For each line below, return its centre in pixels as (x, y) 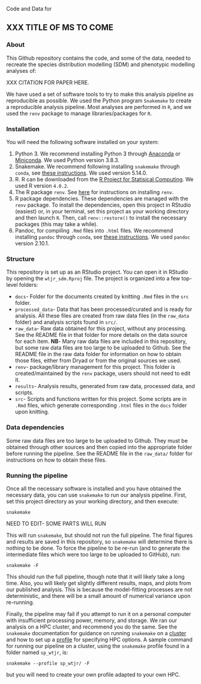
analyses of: (21, 71)
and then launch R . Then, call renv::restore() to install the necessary (101, 218)
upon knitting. (32, 412)
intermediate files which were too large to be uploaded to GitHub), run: (94, 554)
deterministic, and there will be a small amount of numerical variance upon (98, 595)
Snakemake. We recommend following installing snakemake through (97, 166)
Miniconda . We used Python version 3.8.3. (67, 160)
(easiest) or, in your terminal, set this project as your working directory (102, 211)
